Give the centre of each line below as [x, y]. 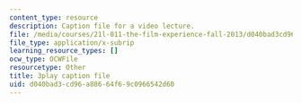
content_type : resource [54, 17]
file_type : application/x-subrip [72, 43]
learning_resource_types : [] [64, 51]
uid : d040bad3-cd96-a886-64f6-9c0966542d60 [92, 84]
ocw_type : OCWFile [44, 59]
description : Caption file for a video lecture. [102, 26]
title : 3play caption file [60, 76]
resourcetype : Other [48, 68]
